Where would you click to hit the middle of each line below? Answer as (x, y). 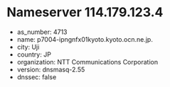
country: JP (34, 54)
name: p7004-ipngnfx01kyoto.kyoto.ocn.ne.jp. (85, 39)
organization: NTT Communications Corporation (87, 62)
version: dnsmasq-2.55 (51, 69)
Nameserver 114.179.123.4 (85, 12)
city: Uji (28, 47)
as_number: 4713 (42, 32)
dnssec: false (37, 77)
